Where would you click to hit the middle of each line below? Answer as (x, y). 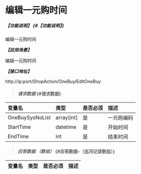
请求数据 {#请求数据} (39, 93)
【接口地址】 (18, 72)
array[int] (66, 118)
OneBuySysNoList (29, 118)
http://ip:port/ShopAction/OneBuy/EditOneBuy (53, 82)
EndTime (18, 137)
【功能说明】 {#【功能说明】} (35, 25)
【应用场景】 (18, 50)
